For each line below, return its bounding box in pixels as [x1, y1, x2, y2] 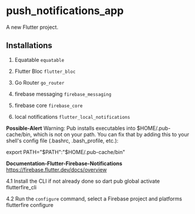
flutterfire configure [6, 201, 54, 208]
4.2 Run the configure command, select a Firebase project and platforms [6, 195, 182, 202]
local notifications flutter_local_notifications [14, 113, 130, 120]
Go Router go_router [14, 79, 65, 86]
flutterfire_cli [6, 183, 37, 190]
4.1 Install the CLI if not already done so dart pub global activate [6, 178, 160, 185]
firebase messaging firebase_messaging [14, 90, 112, 98]
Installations [6, 41, 53, 51]
